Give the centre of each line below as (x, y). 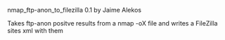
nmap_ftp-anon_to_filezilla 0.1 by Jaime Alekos (75, 10)
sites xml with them (35, 31)
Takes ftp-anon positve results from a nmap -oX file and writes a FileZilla (112, 23)
